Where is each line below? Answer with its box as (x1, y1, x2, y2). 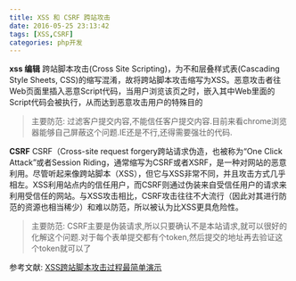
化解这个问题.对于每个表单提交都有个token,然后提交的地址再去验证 (30, 232, 275, 243)
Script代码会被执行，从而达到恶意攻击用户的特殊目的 (9, 97, 203, 108)
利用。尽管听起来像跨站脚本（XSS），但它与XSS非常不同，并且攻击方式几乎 (9, 169, 286, 179)
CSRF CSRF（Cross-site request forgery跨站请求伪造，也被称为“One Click (9, 146, 283, 157)
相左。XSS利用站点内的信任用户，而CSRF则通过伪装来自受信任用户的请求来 (9, 179, 287, 190)
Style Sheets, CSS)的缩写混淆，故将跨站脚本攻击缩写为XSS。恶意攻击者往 (9, 75, 282, 86)
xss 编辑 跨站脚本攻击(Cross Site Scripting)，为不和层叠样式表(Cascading (9, 63, 281, 74)
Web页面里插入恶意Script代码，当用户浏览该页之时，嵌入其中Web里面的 (9, 86, 275, 96)
